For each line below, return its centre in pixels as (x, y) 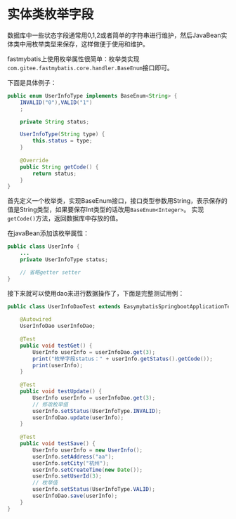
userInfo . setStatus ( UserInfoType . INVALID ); (97, 411)
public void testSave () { (58, 444)
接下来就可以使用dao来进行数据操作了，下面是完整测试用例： (96, 293)
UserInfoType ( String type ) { (63, 134)
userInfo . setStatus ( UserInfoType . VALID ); (94, 490)
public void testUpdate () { (61, 392)
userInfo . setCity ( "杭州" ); (71, 463)
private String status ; (55, 121)
